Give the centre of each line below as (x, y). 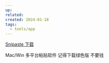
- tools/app (23, 29)
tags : (11, 24)
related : (15, 15)
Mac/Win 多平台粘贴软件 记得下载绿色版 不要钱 (54, 55)
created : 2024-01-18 (27, 19)
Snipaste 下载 (20, 45)
